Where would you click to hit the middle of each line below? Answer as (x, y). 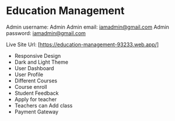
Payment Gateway (36, 112)
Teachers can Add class (43, 105)
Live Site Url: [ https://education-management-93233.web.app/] (83, 44)
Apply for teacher (36, 99)
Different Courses (36, 81)
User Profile (29, 74)
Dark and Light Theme (41, 62)
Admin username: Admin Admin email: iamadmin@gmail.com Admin (87, 27)
